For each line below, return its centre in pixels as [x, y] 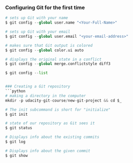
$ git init [16, 114]
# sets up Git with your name [37, 18]
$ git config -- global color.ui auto [44, 50]
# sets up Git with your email [38, 32]
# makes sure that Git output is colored [49, 45]
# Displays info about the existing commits [52, 137]
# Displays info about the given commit [48, 151]
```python [15, 91]
